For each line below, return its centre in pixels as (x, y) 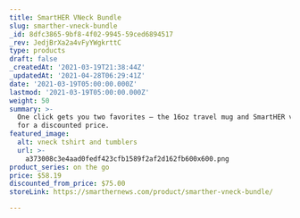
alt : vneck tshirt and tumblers (78, 142)
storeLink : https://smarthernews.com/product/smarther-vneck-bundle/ (142, 192)
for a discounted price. (63, 126)
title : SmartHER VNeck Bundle (66, 17)
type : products (37, 51)
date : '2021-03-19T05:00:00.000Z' (74, 84)
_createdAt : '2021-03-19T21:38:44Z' (77, 68)
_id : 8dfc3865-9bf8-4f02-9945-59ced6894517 (92, 34)
